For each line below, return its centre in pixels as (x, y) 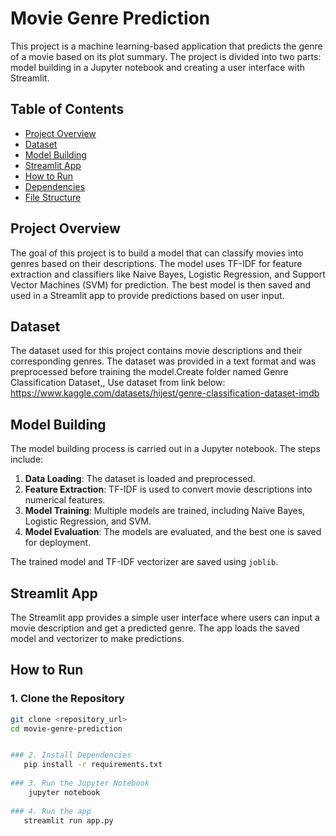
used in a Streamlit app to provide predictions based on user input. (147, 295)
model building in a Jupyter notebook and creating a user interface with (158, 67)
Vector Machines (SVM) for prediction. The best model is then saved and (160, 284)
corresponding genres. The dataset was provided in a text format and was (163, 361)
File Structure (53, 197)
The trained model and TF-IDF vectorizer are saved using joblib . (144, 562)
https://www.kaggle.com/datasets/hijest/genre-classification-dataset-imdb (165, 393)
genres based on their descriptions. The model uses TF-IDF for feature (156, 263)
